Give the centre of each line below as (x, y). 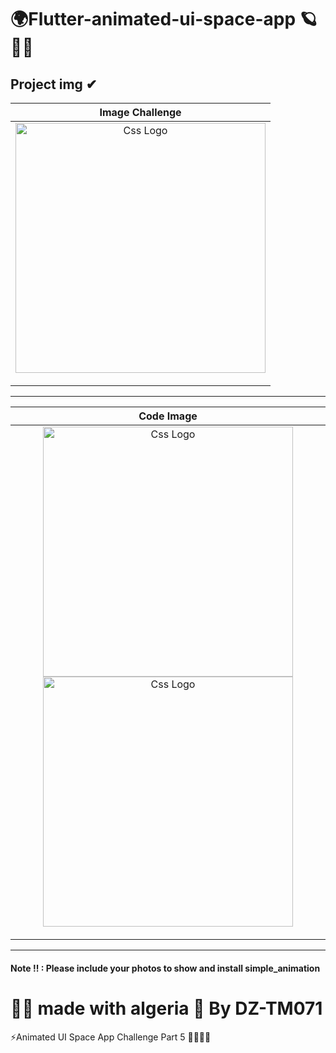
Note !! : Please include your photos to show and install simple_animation (165, 968)
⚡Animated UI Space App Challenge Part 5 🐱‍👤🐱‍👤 (111, 1037)
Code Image (168, 416)
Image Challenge (140, 112)
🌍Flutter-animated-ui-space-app (153, 19)
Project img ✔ (54, 84)
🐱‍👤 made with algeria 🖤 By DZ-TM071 (166, 1008)
